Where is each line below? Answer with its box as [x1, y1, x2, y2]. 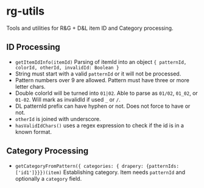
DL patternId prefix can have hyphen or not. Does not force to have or [15, 102, 191, 110]
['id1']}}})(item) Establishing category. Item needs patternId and [15, 169, 186, 176]
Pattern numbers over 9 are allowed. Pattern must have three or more [15, 76, 190, 83]
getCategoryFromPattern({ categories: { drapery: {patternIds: [15, 163, 180, 169]
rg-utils [6, 4, 45, 18]
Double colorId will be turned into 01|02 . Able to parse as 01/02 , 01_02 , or [15, 89, 198, 97]
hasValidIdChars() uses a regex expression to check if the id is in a [15, 122, 185, 129]
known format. [15, 128, 52, 135]
